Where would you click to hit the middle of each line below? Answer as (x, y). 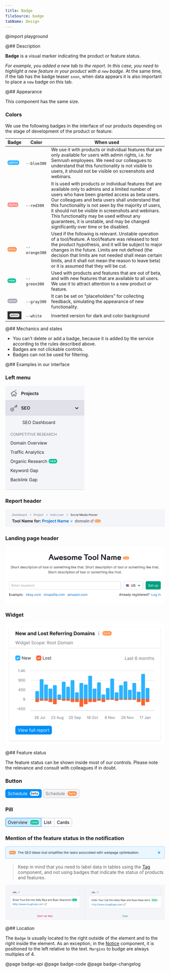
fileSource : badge (25, 16)
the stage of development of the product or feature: (59, 131)
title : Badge (19, 11)
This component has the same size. (42, 102)
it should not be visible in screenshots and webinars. (105, 211)
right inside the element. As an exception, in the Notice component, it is (80, 944)
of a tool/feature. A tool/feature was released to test (105, 239)
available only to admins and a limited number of (101, 189)
